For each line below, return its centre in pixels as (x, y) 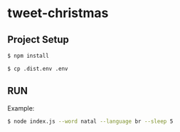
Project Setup (38, 40)
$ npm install (28, 56)
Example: (21, 108)
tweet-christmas (58, 13)
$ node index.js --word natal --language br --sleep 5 (90, 121)
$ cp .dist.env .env (38, 68)
